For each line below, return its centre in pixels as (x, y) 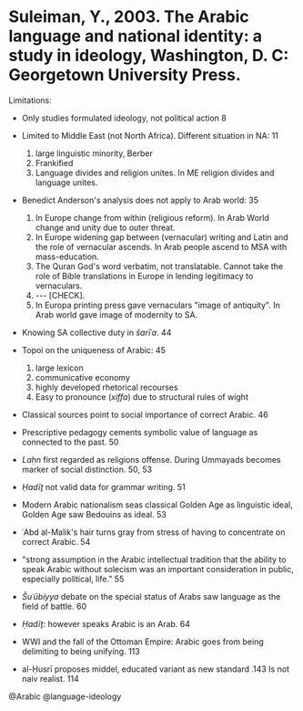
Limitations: (30, 100)
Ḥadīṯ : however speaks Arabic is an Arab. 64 (106, 623)
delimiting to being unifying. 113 (81, 651)
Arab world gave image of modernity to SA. (116, 314)
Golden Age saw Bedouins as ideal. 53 (94, 514)
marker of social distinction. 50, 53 (86, 469)
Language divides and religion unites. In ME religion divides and (155, 173)
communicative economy (83, 377)
